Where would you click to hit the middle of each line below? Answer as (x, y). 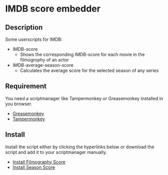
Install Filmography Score (39, 162)
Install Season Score (34, 167)
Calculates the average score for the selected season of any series (89, 70)
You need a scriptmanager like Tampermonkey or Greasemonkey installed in (84, 98)
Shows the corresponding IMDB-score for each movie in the (82, 54)
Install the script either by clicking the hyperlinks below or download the (80, 147)
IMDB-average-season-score (43, 65)
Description (24, 27)
